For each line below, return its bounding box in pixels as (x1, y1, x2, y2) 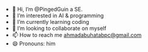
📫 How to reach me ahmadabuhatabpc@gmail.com (12, 32, 142, 38)
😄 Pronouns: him (12, 40, 56, 47)
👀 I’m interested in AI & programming (12, 12, 104, 19)
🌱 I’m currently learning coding (12, 19, 90, 25)
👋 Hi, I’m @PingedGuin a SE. (12, 6, 83, 13)
